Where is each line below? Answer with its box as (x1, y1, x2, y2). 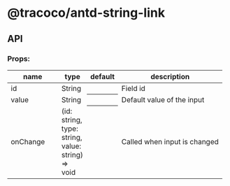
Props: (7, 54, 30, 64)
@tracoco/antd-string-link (7, 5, 166, 21)
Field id (121, 83, 145, 93)
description (150, 71, 190, 81)
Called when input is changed (121, 136, 219, 146)
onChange (10, 136, 45, 146)
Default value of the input (121, 94, 205, 104)
